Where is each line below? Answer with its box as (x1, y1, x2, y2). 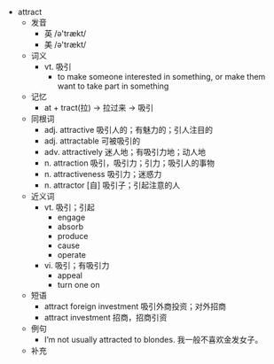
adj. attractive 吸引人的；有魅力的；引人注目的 (43, 125, 214, 135)
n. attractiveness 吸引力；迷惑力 (43, 169, 162, 179)
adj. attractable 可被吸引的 (43, 136, 140, 146)
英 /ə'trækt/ (43, 28, 87, 38)
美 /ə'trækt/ (43, 39, 87, 50)
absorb (57, 221, 84, 232)
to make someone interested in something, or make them (57, 72, 266, 81)
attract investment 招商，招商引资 (43, 313, 168, 322)
